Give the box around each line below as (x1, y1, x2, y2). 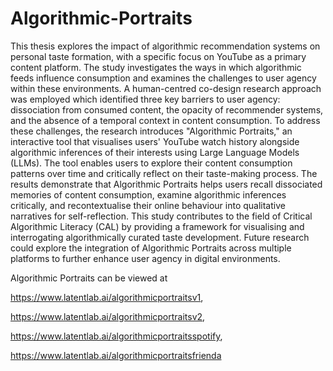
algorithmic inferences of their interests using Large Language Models (10, 146, 300, 158)
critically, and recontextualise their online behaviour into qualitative (10, 199, 286, 211)
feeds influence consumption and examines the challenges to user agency (10, 72, 317, 84)
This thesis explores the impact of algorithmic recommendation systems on (10, 40, 321, 52)
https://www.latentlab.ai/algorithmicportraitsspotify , (10, 330, 223, 342)
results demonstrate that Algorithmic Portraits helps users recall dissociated (10, 178, 323, 190)
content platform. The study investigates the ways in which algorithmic (10, 61, 302, 73)
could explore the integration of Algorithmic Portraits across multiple (10, 242, 292, 254)
